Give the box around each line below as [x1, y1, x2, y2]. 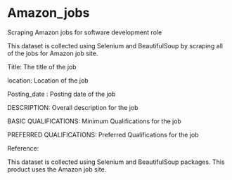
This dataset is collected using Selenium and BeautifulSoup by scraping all [7, 41, 224, 50]
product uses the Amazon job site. [7, 165, 107, 173]
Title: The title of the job [7, 62, 77, 71]
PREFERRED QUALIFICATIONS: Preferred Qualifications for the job [7, 130, 199, 139]
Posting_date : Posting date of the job [7, 90, 116, 98]
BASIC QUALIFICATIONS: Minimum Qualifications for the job [7, 117, 181, 125]
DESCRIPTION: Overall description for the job [7, 103, 138, 111]
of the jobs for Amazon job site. [7, 49, 98, 57]
